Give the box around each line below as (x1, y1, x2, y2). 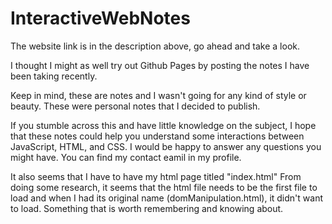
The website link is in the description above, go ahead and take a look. (10, 40, 301, 52)
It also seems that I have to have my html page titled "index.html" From (10, 170, 302, 182)
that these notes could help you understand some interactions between (10, 130, 305, 142)
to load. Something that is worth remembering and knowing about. (10, 202, 284, 214)
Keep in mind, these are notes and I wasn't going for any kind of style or (10, 89, 307, 101)
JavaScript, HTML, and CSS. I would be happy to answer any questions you (10, 140, 322, 152)
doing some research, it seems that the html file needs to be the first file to (10, 181, 318, 193)
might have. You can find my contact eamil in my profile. (10, 151, 242, 163)
